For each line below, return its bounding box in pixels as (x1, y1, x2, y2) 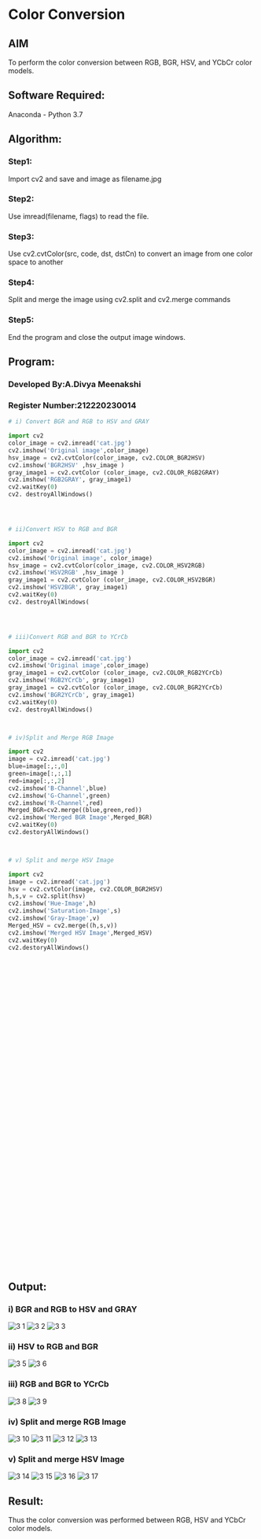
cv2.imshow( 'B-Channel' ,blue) (8, 784, 108, 792)
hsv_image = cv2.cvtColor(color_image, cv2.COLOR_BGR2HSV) (8, 454, 206, 462)
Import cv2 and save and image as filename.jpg (8, 174, 162, 183)
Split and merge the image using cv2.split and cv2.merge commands (8, 295, 231, 304)
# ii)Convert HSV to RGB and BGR (8, 526, 118, 533)
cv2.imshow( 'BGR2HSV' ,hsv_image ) (8, 461, 125, 469)
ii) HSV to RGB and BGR (8, 1342, 99, 1353)
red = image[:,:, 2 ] (8, 777, 65, 784)
